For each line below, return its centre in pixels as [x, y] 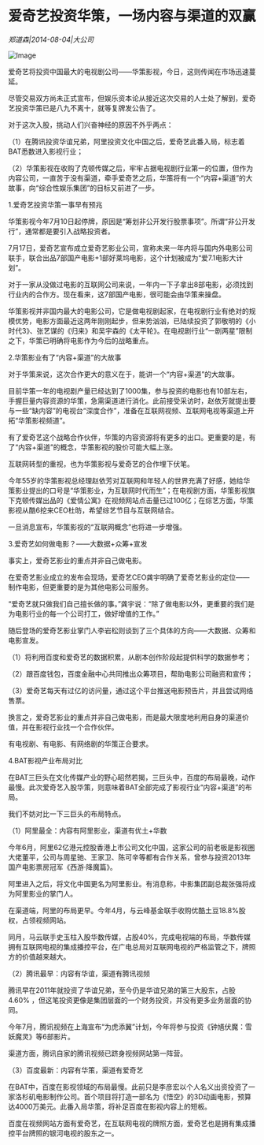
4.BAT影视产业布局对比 [46, 760]
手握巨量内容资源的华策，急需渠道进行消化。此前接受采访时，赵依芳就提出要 [132, 401]
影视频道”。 [51, 420]
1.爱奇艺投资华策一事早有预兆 [55, 204]
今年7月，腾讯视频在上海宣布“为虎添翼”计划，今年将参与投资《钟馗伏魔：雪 [130, 1027]
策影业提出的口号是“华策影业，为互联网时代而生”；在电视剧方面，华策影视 [128, 490]
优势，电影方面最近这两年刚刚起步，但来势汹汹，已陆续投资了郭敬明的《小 [135, 321]
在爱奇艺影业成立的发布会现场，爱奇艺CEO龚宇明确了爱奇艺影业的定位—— [129, 577]
